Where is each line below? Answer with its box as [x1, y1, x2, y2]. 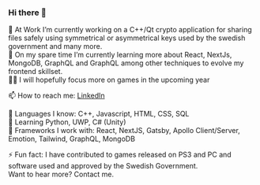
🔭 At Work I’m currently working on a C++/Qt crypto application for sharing [8, 25, 253, 35]
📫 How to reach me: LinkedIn [8, 91, 105, 101]
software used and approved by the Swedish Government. [8, 161, 198, 171]
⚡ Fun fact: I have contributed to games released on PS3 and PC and [8, 150, 232, 160]
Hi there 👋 [8, 7, 47, 18]
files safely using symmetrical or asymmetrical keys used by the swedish [8, 33, 246, 43]
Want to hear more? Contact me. [8, 169, 115, 179]
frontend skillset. [8, 67, 63, 76]
